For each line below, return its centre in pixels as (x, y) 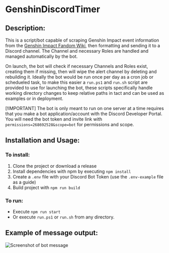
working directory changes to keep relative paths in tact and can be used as (85, 93)
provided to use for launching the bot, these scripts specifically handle (79, 88)
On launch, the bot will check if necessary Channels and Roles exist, (77, 66)
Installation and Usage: (43, 140)
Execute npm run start (37, 211)
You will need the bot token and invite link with (54, 119)
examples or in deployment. (34, 98)
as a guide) (24, 182)
